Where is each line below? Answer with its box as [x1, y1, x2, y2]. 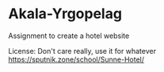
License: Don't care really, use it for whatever [8, 46, 157, 55]
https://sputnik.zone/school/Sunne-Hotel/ [8, 55, 145, 64]
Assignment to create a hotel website [8, 31, 130, 40]
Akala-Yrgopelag [8, 5, 123, 23]
